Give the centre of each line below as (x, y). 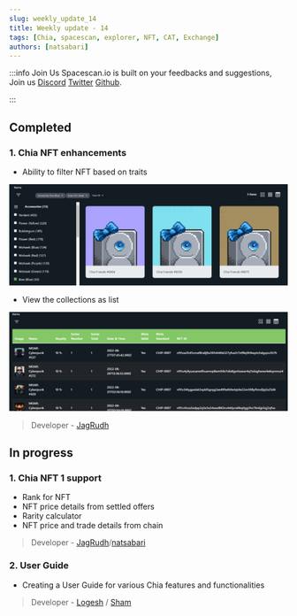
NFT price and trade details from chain (92, 526)
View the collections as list (70, 299)
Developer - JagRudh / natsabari (88, 543)
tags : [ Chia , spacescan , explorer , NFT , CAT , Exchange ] (114, 37)
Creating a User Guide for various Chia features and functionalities (143, 585)
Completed (41, 127)
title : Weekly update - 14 (59, 28)
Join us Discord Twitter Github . (65, 82)
